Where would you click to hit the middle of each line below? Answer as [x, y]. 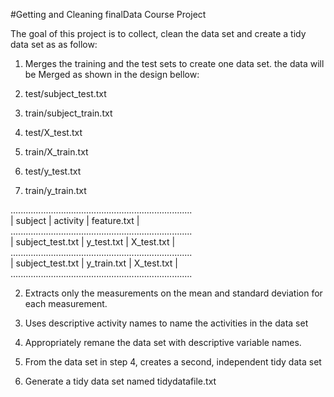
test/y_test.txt [53, 171]
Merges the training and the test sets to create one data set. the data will [174, 63]
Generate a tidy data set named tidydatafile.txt [120, 381]
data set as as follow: [54, 44]
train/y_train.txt [55, 190]
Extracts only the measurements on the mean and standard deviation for [173, 293]
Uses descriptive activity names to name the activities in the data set [166, 323]
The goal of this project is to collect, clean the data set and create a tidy [158, 33]
